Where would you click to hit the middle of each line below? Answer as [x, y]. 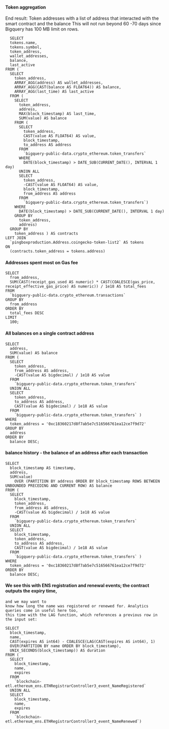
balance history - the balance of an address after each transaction [77, 453]
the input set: [21, 619]
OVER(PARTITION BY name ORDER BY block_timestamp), [66, 646]
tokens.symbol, [26, 47]
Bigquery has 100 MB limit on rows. [42, 29]
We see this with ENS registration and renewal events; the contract [77, 586]
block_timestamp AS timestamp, [43, 468]
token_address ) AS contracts [46, 234]
